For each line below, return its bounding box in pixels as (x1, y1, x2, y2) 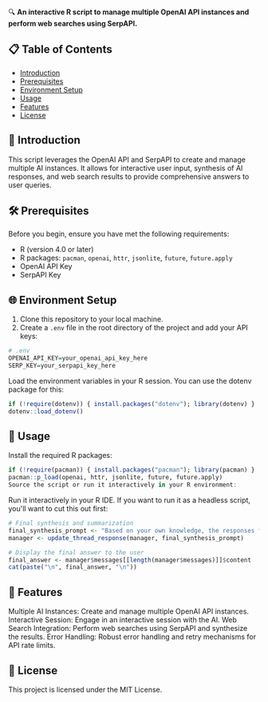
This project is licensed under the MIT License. (8, 684, 163, 694)
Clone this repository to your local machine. (19, 314, 164, 324)
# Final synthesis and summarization (8, 519, 134, 527)
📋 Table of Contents (8, 43, 113, 57)
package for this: (8, 385, 64, 394)
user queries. (8, 179, 52, 190)
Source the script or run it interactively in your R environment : (8, 481, 238, 489)
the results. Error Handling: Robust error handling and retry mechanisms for (8, 632, 257, 641)
